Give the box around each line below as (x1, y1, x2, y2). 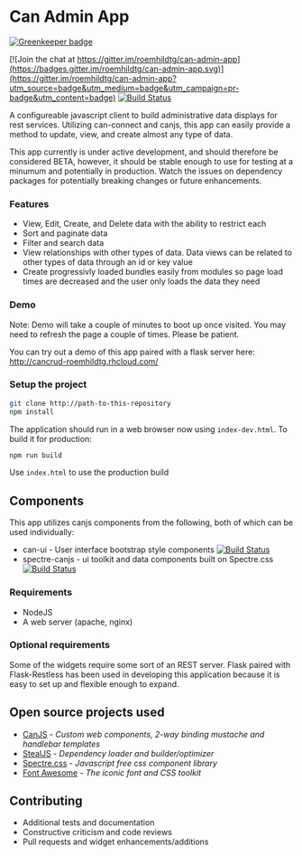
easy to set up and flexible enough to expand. (9, 678, 179, 689)
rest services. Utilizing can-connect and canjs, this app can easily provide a (9, 119, 291, 130)
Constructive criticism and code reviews (22, 827, 173, 838)
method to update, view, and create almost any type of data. (9, 128, 233, 139)
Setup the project (9, 378, 87, 390)
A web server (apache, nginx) (22, 616, 133, 627)
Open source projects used (9, 705, 165, 720)
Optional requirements (9, 639, 111, 652)
